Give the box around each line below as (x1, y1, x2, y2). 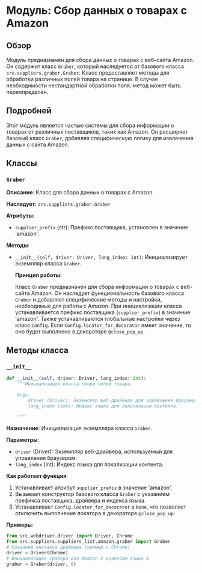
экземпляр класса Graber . (14, 259, 82, 267)
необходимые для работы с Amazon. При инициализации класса (14, 302, 182, 309)
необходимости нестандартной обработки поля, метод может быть (6, 82, 182, 89)
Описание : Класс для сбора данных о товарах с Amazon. (6, 188, 155, 196)
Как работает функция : (6, 472, 68, 480)
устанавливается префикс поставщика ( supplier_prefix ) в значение (14, 308, 191, 316)
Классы (6, 158, 37, 169)
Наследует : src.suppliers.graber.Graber (6, 200, 111, 208)
